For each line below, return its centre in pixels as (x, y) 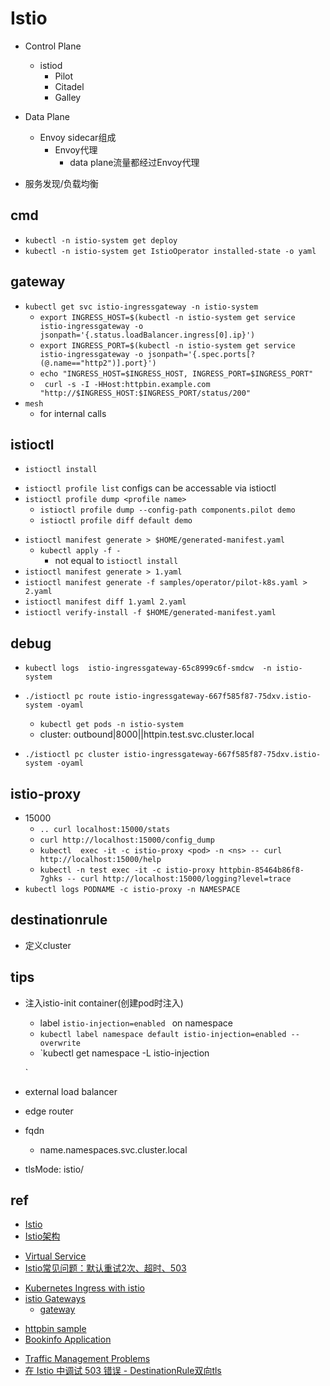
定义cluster (48, 945)
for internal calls (73, 413)
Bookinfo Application (68, 1339)
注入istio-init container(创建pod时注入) (104, 1003)
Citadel (69, 86)
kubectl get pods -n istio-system (111, 725)
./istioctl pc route (67, 697)
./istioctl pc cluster (72, 755)
